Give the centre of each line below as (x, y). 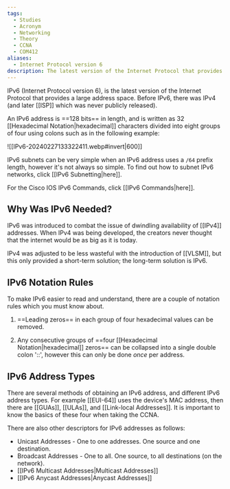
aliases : (20, 58)
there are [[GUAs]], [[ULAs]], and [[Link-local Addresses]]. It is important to (114, 407)
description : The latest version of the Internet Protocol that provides (115, 71)
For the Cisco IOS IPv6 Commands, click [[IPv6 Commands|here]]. (101, 187)
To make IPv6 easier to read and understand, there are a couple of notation (113, 299)
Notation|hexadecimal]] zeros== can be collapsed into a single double (116, 348)
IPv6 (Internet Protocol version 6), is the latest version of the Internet (104, 91)
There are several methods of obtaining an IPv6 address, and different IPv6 (114, 393)
